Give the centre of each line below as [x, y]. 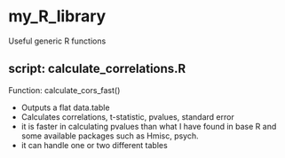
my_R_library [57, 16]
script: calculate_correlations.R [97, 69]
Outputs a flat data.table [65, 107]
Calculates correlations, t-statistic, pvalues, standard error [127, 116]
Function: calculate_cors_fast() [64, 90]
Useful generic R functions [57, 41]
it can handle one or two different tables [94, 145]
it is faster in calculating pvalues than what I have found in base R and [149, 126]
